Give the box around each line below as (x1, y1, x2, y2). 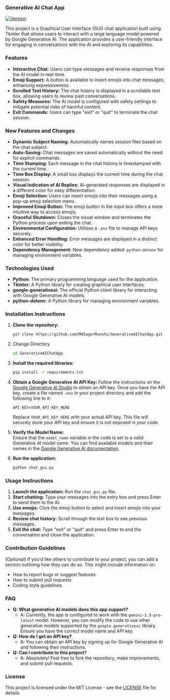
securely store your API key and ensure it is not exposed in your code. (12, 420, 159, 426)
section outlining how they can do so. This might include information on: (5, 561, 156, 567)
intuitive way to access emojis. (12, 209, 77, 215)
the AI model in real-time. (12, 71, 66, 77)
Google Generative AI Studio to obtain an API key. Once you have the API (12, 385, 165, 391)
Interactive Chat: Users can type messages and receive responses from (12, 66, 165, 72)
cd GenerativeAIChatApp (12, 351, 63, 356)
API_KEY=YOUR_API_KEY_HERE (12, 405, 70, 410)
